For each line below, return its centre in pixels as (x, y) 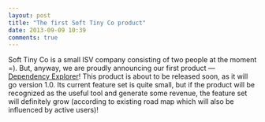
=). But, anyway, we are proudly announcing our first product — (112, 68)
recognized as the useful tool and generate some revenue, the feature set (128, 93)
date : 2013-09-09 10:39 (47, 30)
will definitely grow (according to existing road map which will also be (121, 102)
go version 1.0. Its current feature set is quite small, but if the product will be (131, 85)
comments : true (33, 37)
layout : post (30, 15)
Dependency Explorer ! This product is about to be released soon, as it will (128, 76)
